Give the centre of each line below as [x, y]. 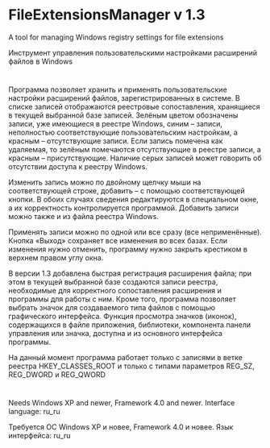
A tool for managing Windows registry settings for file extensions [116, 37]
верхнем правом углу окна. [56, 258]
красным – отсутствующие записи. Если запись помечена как [116, 141]
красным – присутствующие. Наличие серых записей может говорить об [135, 158]
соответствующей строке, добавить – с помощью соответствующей [127, 191]
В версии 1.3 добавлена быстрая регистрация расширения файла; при [130, 274]
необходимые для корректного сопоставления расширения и [115, 291]
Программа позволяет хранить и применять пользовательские [118, 89]
